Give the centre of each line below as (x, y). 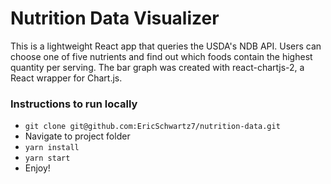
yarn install (52, 148)
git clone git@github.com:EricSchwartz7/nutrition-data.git (152, 127)
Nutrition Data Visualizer (115, 18)
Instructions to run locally (74, 104)
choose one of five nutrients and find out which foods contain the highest (161, 56)
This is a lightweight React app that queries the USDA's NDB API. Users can (166, 46)
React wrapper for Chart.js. (66, 78)
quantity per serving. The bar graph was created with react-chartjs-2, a (157, 67)
